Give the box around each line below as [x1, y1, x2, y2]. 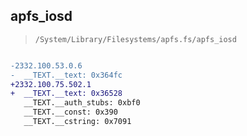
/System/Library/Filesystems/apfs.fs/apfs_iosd [34, 34, 237, 44]
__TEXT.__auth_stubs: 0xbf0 [23, 98, 141, 108]
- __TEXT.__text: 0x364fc [10, 70, 123, 80]
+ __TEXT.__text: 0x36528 [10, 89, 123, 99]
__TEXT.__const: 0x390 [23, 107, 118, 118]
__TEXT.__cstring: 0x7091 [23, 117, 132, 127]
